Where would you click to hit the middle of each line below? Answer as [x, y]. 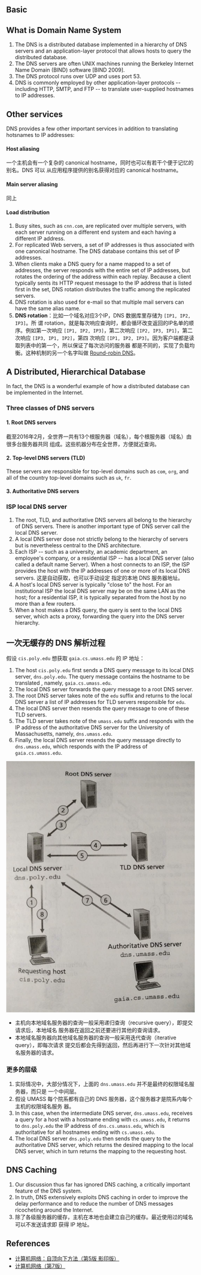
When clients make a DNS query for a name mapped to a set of [93, 264]
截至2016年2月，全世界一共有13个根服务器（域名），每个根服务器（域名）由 [99, 437]
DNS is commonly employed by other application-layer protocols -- [98, 83]
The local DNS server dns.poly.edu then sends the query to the [93, 1138]
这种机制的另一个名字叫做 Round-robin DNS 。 [82, 353]
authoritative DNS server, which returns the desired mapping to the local [104, 1145]
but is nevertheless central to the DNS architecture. [78, 545]
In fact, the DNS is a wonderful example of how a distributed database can [98, 386]
